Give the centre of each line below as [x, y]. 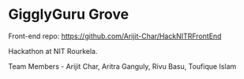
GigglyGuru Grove [68, 14]
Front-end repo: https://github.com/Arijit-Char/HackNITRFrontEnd [115, 36]
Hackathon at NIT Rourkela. [53, 51]
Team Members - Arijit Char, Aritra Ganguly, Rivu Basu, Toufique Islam [122, 66]
